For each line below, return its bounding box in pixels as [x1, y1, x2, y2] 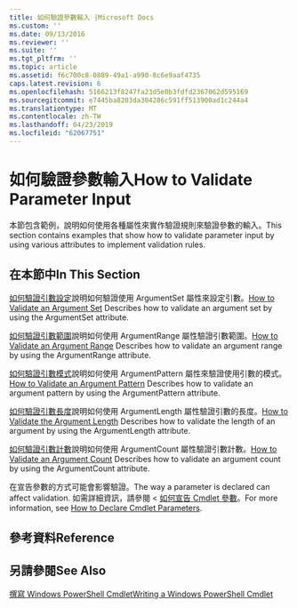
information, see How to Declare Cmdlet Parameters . [9, 502, 203, 513]
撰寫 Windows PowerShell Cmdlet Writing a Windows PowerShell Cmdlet [9, 588, 274, 599]
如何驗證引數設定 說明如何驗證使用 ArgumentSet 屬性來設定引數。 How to [9, 292, 276, 303]
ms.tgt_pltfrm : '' [9, 54, 77, 63]
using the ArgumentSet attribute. [9, 312, 129, 323]
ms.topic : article [9, 63, 77, 72]
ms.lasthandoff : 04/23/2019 [9, 121, 114, 130]
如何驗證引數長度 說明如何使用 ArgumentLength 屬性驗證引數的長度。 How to [9, 405, 289, 416]
